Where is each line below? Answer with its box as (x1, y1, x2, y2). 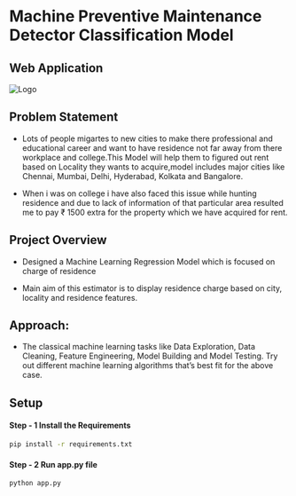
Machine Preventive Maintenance (9, 6, 262, 27)
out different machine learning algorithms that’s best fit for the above (21, 360, 274, 371)
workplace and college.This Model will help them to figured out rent (21, 152, 269, 162)
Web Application (9, 60, 104, 75)
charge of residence (21, 265, 97, 276)
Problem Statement (9, 109, 119, 125)
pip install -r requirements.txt (9, 440, 133, 449)
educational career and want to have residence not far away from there (21, 142, 283, 153)
